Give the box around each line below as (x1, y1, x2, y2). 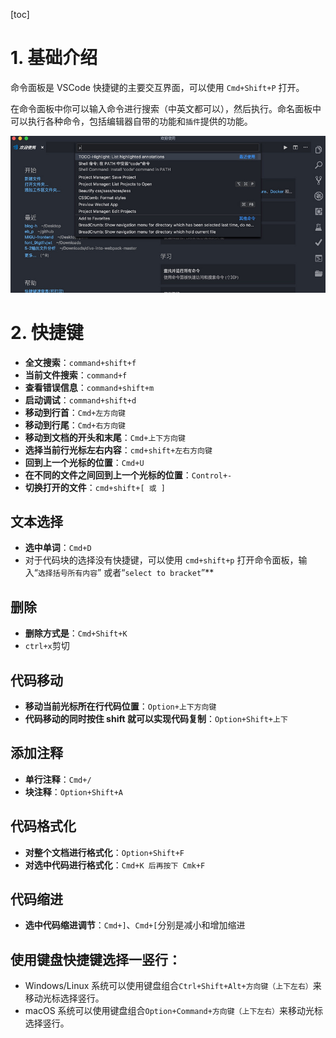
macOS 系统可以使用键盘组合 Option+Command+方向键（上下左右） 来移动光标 (24, 1005, 323, 1017)
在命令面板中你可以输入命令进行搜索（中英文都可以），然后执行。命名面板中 (10, 102, 322, 114)
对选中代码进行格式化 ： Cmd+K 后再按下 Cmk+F (24, 859, 206, 871)
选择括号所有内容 (37, 569, 98, 579)
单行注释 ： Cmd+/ (24, 773, 92, 785)
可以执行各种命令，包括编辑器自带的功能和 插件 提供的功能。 (10, 115, 253, 127)
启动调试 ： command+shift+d (24, 394, 137, 406)
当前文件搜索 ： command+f (24, 369, 128, 381)
